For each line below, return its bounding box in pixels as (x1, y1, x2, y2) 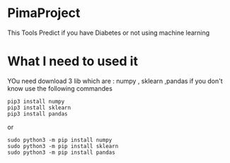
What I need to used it (7, 53, 138, 69)
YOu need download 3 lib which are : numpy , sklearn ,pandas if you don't (7, 77, 223, 85)
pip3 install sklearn (7, 104, 71, 111)
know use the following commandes (7, 84, 113, 93)
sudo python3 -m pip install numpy (7, 136, 113, 143)
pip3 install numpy (7, 98, 65, 105)
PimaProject (7, 5, 81, 21)
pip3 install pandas (7, 110, 69, 118)
